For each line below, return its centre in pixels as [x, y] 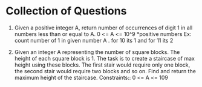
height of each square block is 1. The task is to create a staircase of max [104, 58]
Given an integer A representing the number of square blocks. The [97, 52]
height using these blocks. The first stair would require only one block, [102, 65]
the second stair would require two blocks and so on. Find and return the [105, 71]
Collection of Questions [66, 11]
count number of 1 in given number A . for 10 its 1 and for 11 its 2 [94, 40]
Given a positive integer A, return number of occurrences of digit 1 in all [103, 28]
